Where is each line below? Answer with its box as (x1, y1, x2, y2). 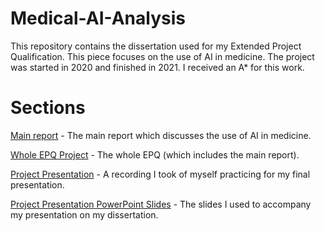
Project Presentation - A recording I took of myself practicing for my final (10, 168, 311, 180)
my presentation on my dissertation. (10, 208, 159, 221)
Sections (10, 97, 86, 119)
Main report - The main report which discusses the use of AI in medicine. (10, 129, 312, 141)
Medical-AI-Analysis (10, 7, 186, 30)
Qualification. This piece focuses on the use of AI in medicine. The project (10, 50, 315, 62)
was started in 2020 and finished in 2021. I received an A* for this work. (10, 61, 305, 73)
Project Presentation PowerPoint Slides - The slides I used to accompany (10, 198, 312, 210)
